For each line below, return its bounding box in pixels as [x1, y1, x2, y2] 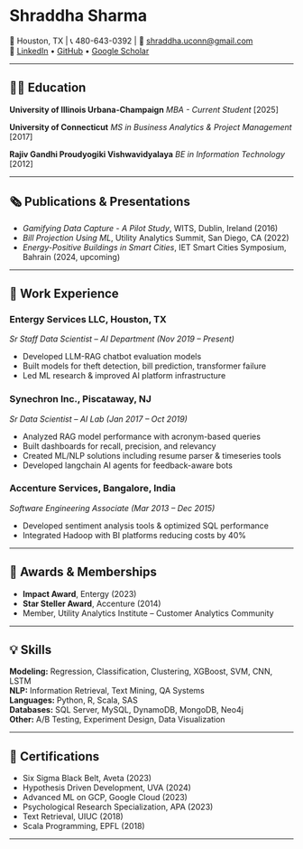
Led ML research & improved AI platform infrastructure [22, 370, 226, 381]
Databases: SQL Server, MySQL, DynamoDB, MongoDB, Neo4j [9, 704, 243, 715]
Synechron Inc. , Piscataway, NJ [9, 393, 151, 406]
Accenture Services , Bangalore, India [9, 482, 176, 495]
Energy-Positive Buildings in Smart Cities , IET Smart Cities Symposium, [22, 241, 287, 253]
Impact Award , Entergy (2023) [22, 588, 137, 599]
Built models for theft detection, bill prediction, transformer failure [22, 360, 267, 371]
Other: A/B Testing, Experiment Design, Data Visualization [9, 714, 225, 725]
